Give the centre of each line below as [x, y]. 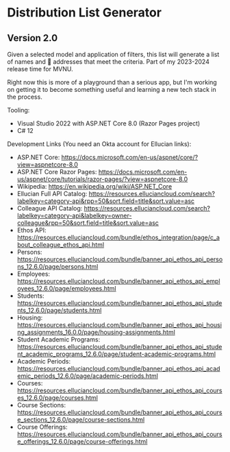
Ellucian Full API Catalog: [52, 194]
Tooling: [18, 110]
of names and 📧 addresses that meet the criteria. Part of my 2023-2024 [108, 62]
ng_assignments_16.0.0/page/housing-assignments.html [96, 332]
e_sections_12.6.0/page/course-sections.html [81, 419]
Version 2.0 [33, 38]
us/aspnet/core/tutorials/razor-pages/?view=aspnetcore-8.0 [102, 179]
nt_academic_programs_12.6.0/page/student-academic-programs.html [116, 354]
